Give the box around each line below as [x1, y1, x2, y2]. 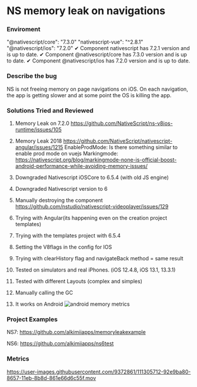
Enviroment [6, 25, 41, 34]
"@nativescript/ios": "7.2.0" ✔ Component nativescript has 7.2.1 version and [6, 45, 190, 52]
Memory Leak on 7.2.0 [15, 120, 70, 127]
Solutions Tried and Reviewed [6, 106, 94, 114]
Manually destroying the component [15, 197, 103, 204]
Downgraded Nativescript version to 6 [15, 186, 108, 193]
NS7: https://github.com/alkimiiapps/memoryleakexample [6, 329, 146, 336]
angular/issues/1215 [15, 144, 64, 151]
